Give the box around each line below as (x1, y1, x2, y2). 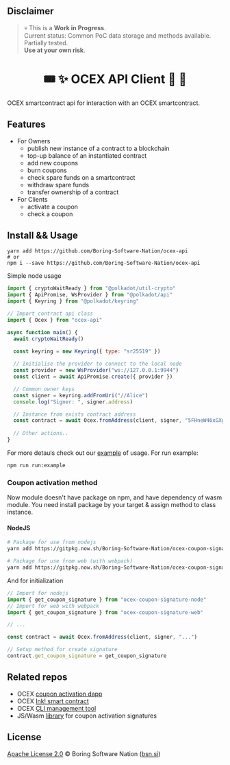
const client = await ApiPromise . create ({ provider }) (13, 373, 173, 380)
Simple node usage (7, 272, 62, 280)
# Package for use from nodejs (7, 539, 97, 546)
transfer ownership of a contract (27, 188, 119, 196)
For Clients (16, 195, 48, 203)
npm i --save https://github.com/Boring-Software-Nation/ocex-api (7, 260, 201, 267)
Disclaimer (7, 5, 54, 17)
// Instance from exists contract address (13, 411, 136, 418)
